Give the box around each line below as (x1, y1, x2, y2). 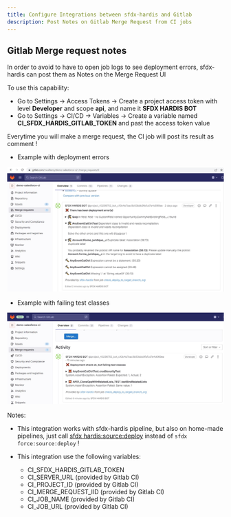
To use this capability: (7, 83, 69, 92)
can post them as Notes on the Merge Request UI (26, 70, 166, 79)
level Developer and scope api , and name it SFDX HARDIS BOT (16, 104, 197, 113)
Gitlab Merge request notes (7, 45, 127, 57)
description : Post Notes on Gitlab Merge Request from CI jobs (7, 18, 192, 26)
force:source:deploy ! (16, 439, 80, 447)
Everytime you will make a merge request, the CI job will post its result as (7, 132, 214, 141)
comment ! (7, 140, 38, 148)
